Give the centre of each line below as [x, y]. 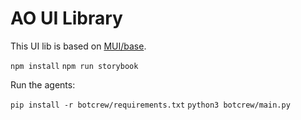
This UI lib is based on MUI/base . [78, 46]
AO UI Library [66, 18]
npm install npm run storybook [74, 66]
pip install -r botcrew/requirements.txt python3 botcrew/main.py [150, 105]
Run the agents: [43, 84]
